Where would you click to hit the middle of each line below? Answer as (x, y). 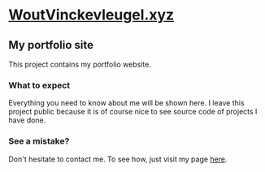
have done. (27, 120)
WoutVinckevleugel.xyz (91, 15)
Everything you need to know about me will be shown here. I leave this (127, 103)
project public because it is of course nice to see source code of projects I (133, 112)
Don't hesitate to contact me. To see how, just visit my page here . (118, 159)
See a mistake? (39, 141)
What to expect (39, 85)
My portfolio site (51, 45)
